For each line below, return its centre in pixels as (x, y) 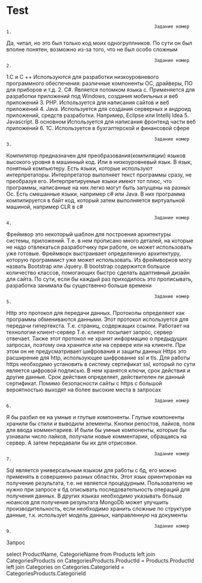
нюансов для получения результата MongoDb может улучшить (87, 502)
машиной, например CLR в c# (44, 207)
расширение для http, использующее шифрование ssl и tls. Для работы (98, 357)
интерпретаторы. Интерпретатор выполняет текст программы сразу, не (99, 175)
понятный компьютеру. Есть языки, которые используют (80, 168)
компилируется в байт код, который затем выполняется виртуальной (96, 200)
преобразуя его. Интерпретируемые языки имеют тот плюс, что (89, 181)
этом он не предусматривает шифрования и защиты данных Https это (96, 351)
